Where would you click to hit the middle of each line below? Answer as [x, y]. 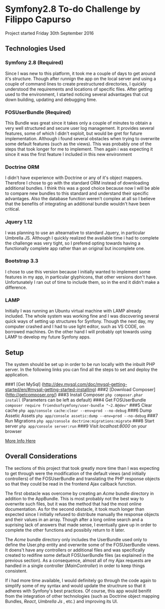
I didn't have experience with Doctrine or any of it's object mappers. [74, 178]
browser [14, 431]
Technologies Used [35, 48]
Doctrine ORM [22, 167]
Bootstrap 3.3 [22, 261]
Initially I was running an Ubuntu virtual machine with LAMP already [73, 311]
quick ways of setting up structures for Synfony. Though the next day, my [79, 321]
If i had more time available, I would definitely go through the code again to [81, 580]
